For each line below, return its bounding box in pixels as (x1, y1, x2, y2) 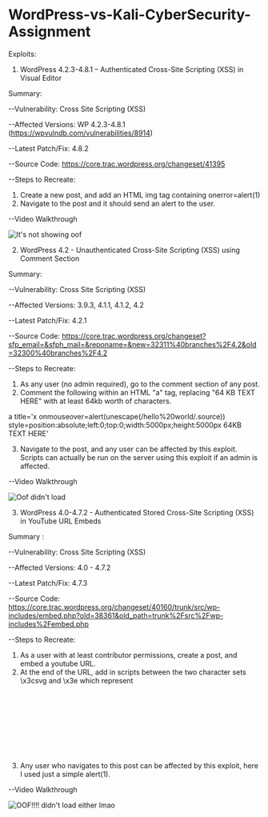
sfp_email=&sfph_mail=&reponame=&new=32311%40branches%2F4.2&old (8, 339, 257, 349)
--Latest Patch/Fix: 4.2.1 (8, 315, 87, 325)
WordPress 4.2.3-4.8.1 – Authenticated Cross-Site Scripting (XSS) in (19, 64, 244, 74)
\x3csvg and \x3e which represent (19, 675, 134, 685)
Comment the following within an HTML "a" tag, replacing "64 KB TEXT (19, 387, 256, 397)
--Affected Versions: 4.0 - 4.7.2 (8, 563, 111, 572)
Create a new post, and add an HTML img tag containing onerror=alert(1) (19, 190, 261, 199)
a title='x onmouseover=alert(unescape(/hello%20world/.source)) (8, 411, 226, 421)
